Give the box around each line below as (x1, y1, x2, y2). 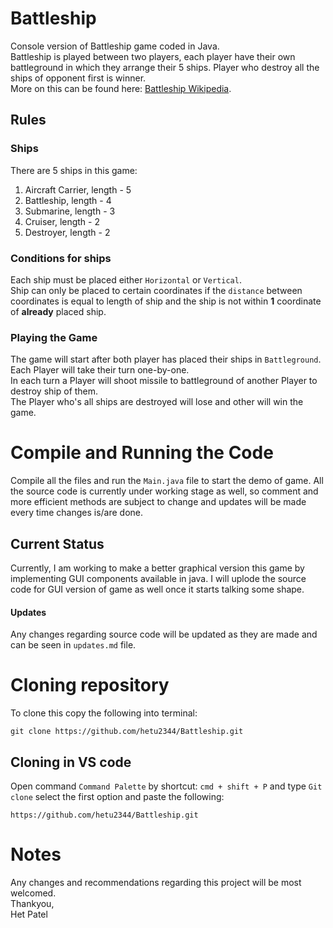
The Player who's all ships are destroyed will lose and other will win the (10, 396, 304, 408)
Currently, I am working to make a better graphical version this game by (10, 562, 305, 574)
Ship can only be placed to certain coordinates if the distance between (10, 284, 303, 296)
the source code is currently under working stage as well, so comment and (10, 485, 319, 497)
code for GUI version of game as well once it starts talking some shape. (10, 583, 305, 595)
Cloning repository (10, 674, 170, 697)
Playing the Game (10, 330, 98, 344)
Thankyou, (10, 897, 55, 909)
